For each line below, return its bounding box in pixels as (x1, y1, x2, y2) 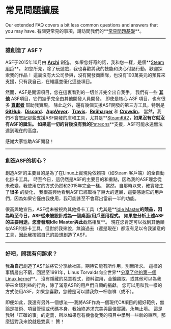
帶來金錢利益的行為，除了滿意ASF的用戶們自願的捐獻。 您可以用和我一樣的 (5, 282, 162, 288)
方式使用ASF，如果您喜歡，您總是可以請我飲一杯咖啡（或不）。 (5, 288, 136, 294)
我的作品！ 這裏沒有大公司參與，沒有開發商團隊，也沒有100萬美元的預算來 (9, 72, 166, 78)
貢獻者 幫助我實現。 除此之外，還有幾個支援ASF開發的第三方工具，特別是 (11, 102, 165, 108)
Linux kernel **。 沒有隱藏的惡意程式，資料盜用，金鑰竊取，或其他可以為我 (5, 275, 162, 282)
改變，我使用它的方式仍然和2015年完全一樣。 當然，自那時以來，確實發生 (9, 182, 164, 189)
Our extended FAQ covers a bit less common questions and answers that (5, 21, 158, 28)
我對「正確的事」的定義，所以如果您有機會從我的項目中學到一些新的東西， (5, 312, 161, 318)
